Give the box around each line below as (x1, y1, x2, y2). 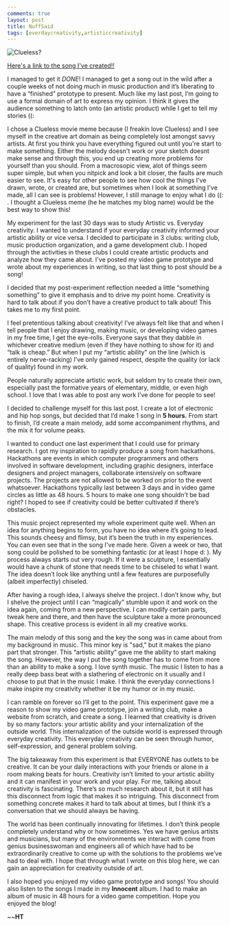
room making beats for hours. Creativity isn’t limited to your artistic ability (7, 770, 215, 778)
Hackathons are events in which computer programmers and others (7, 454, 199, 463)
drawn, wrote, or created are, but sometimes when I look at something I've (7, 183, 218, 192)
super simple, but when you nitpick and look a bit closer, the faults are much (7, 169, 223, 177)
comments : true (7, 10, 51, 17)
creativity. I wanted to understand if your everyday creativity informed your (7, 226, 220, 234)
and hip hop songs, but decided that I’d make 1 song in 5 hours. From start (7, 412, 218, 420)
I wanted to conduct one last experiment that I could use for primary (7, 439, 200, 448)
